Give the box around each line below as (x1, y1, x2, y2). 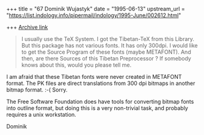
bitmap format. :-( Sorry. (6, 86, 68, 93)
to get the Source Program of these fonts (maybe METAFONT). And (21, 48, 191, 56)
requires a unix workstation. (6, 111, 76, 118)
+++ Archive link (6, 24, 48, 31)
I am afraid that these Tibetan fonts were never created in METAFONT (6, 73, 182, 80)
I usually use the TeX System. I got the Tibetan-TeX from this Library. (21, 35, 194, 42)
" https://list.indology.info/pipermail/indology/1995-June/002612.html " (6, 12, 181, 19)
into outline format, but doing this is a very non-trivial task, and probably (6, 104, 188, 112)
